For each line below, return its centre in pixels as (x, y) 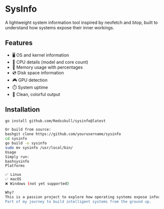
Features (19, 43)
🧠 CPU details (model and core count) (50, 62)
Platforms (15, 166)
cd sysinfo (16, 139)
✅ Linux (13, 175)
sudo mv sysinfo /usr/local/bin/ (39, 148)
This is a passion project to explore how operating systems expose (76, 197)
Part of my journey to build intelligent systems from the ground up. (78, 201)
